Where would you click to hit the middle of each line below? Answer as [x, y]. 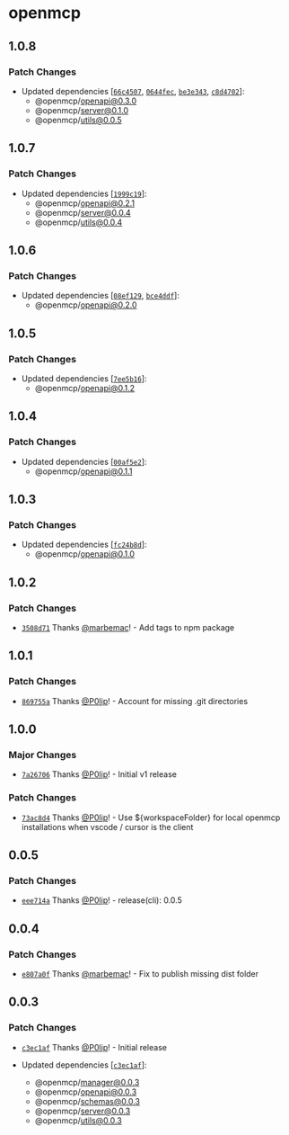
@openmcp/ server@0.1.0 [82, 110]
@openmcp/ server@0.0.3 [83, 1111]
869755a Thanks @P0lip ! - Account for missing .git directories [135, 701]
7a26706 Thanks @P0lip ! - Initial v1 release [99, 774]
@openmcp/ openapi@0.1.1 [83, 471]
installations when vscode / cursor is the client [107, 827]
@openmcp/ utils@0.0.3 [78, 1120]
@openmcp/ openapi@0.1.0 [85, 554]
